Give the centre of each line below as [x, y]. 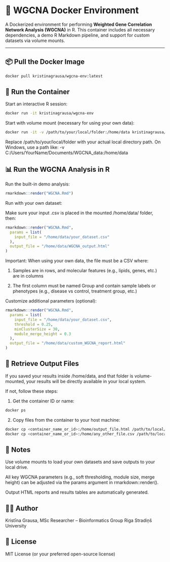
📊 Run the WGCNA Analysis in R [57, 169]
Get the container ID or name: [44, 401]
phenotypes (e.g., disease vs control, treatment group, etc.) [75, 291]
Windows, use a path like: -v [35, 147]
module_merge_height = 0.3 [43, 334]
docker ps [16, 410]
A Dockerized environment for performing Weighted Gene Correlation [79, 24]
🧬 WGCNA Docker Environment [72, 10]
